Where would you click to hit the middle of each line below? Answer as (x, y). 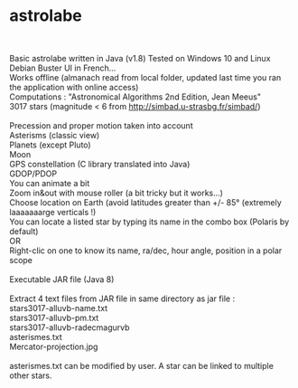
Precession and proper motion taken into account (101, 125)
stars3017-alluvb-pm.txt (54, 317)
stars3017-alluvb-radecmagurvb (70, 327)
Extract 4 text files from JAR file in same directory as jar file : (122, 298)
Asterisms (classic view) (55, 135)
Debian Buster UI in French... (63, 68)
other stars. (31, 375)
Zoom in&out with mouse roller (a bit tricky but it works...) (116, 193)
